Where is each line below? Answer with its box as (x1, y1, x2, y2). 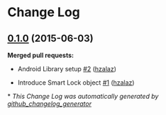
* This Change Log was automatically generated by (7, 92, 159, 100)
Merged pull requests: (7, 51, 74, 59)
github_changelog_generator (7, 99, 92, 108)
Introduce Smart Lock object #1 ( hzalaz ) (17, 78, 135, 87)
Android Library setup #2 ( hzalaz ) (17, 65, 117, 73)
